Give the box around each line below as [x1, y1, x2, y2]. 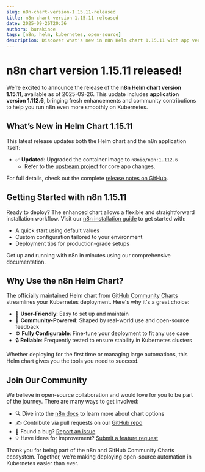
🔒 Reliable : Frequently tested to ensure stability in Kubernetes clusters [15, 337, 192, 344]
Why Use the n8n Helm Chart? [6, 276, 124, 286]
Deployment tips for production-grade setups [15, 240, 130, 247]
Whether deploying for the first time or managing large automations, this [6, 351, 188, 358]
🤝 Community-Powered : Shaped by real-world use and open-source [15, 317, 189, 324]
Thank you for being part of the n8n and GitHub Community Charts [6, 447, 175, 454]
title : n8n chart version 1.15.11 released [6, 15, 119, 21]
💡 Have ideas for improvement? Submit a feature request [15, 435, 159, 442]
